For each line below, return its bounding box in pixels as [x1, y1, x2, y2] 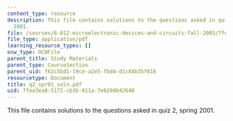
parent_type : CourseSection [7, 62, 89, 68]
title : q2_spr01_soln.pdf [7, 81, 82, 88]
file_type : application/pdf [7, 36, 89, 43]
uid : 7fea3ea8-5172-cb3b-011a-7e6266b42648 [7, 87, 135, 94]
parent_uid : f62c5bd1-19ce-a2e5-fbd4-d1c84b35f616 [7, 68, 157, 75]
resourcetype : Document [7, 74, 76, 82]
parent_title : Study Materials [7, 55, 98, 62]
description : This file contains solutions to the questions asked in [7, 17, 216, 24]
